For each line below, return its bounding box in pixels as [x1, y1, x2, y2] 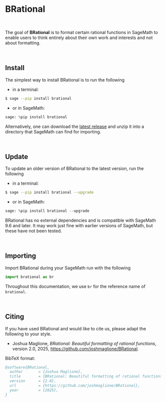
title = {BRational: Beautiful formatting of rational [9, 374, 140, 379]
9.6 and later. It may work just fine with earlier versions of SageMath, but [5, 223, 153, 229]
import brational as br [5, 274, 54, 280]
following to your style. [5, 331, 52, 337]
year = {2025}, [9, 388, 58, 393]
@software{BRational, [5, 364, 50, 370]
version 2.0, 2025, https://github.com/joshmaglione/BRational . [12, 346, 139, 352]
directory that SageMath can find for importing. [5, 128, 101, 134]
